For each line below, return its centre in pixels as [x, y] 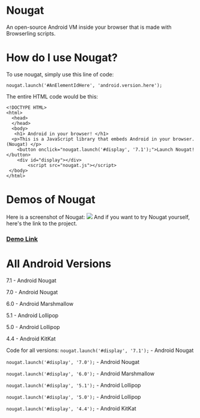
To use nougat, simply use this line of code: [60, 74]
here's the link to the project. [42, 223]
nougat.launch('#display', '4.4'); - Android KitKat [71, 408]
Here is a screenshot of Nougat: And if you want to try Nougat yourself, [98, 217]
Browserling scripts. [31, 33]
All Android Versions [59, 263]
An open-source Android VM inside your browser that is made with [89, 27]
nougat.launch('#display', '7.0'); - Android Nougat [73, 362]
